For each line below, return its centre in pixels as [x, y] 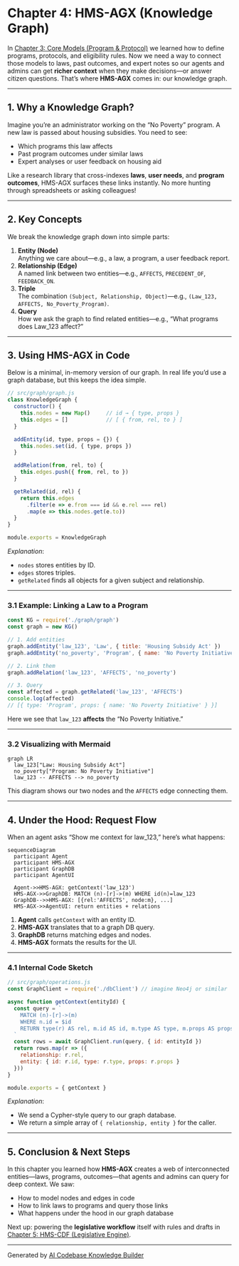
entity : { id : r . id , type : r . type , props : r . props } [100, 1061]
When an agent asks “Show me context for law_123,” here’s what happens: [116, 837]
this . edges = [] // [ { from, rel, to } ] [101, 420]
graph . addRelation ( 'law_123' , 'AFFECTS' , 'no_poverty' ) [92, 672]
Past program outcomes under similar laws [80, 153]
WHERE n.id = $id [46, 1022]
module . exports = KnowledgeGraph [57, 538]
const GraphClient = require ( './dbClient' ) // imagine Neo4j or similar [117, 989]
